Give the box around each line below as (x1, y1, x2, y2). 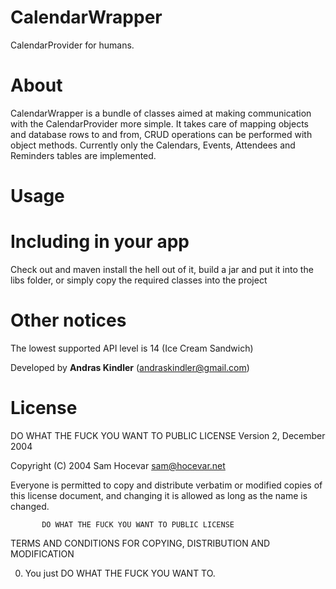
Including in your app (10, 231, 190, 253)
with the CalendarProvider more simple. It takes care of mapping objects (10, 117, 309, 130)
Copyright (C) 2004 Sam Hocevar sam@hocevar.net (10, 459, 226, 471)
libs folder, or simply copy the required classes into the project (10, 274, 268, 286)
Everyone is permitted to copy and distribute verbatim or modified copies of (10, 479, 323, 491)
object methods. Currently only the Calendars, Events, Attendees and (10, 139, 296, 151)
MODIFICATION (10, 547, 75, 560)
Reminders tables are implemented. (10, 149, 157, 161)
